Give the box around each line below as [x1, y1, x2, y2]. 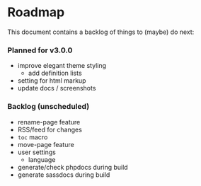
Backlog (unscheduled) [7, 102, 90, 112]
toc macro [17, 132, 48, 141]
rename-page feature [17, 117, 81, 126]
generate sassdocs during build [17, 170, 110, 179]
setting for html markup [17, 76, 86, 85]
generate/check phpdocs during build [17, 163, 129, 171]
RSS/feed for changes [17, 125, 83, 134]
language [28, 155, 56, 163]
